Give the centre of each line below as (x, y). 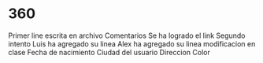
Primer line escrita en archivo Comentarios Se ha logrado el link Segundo (127, 35)
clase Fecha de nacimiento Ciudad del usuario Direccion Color (109, 52)
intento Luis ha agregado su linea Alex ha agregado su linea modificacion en (132, 43)
